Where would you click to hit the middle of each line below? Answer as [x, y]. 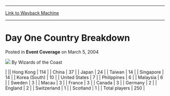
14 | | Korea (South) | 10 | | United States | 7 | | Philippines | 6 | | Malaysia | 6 [84, 77]
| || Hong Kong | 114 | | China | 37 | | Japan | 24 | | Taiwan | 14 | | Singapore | [84, 72]
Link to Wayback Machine [32, 13]
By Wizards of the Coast [37, 62]
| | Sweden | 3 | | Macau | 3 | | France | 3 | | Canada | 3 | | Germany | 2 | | [81, 82]
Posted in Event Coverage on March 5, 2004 [52, 52]
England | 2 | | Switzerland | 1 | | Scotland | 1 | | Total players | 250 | [75, 88]
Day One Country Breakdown [68, 38]
